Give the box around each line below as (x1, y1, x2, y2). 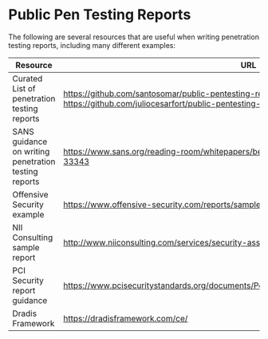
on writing (12, 146, 50, 157)
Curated (12, 73, 43, 84)
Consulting (12, 232, 53, 243)
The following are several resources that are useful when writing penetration (8, 32, 259, 42)
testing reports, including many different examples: (8, 40, 175, 50)
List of (12, 82, 36, 94)
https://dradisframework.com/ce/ (63, 313, 188, 324)
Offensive (12, 189, 49, 200)
